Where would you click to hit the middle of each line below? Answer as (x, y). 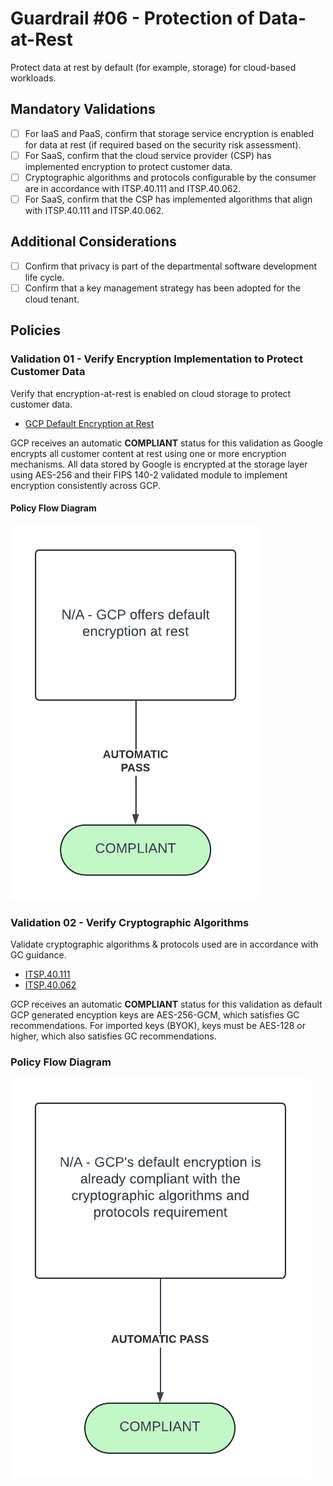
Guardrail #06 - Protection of (132, 18)
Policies (36, 330)
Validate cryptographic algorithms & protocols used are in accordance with (164, 944)
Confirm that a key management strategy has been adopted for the (162, 288)
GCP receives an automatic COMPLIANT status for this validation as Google (167, 443)
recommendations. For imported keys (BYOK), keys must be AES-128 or (158, 1026)
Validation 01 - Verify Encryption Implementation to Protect (156, 359)
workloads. (33, 78)
